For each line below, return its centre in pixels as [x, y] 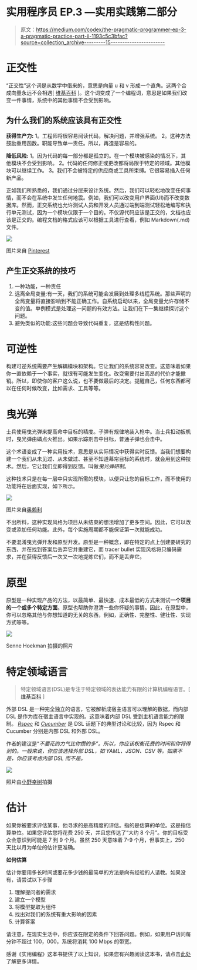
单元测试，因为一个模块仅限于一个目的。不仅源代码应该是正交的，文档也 [98, 212]
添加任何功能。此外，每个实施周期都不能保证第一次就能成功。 [91, 530]
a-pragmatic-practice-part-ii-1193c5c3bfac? [74, 36]
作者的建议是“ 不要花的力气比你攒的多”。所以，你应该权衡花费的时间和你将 [96, 744]
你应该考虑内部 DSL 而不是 [49, 758]
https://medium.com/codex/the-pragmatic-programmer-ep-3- [111, 29]
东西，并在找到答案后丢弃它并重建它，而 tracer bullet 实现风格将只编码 [91, 549]
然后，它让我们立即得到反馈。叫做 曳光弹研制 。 [73, 466]
